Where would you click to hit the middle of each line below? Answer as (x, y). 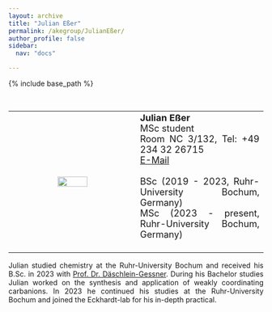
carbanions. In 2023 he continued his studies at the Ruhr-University (136, 291)
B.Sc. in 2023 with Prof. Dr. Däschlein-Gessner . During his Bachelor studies (136, 274)
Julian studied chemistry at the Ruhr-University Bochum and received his (136, 265)
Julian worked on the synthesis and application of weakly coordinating (136, 282)
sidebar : (23, 46)
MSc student (167, 129)
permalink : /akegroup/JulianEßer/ (67, 31)
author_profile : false (47, 38)
